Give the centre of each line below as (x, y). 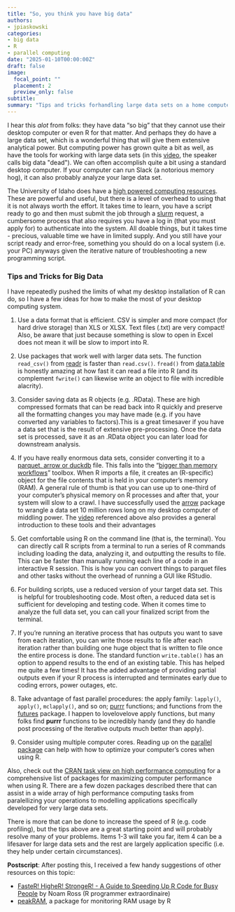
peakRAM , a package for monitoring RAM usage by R (94, 901)
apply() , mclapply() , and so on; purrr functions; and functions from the (120, 706)
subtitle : (22, 99)
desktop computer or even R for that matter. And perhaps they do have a (112, 132)
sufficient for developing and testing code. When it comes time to (112, 604)
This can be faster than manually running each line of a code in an (113, 561)
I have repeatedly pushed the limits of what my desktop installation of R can (116, 291)
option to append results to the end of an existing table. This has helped (121, 663)
